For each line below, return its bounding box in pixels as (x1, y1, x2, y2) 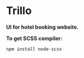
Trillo (6, 4, 32, 18)
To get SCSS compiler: (6, 35, 63, 42)
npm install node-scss (6, 46, 62, 52)
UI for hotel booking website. (6, 23, 79, 30)
